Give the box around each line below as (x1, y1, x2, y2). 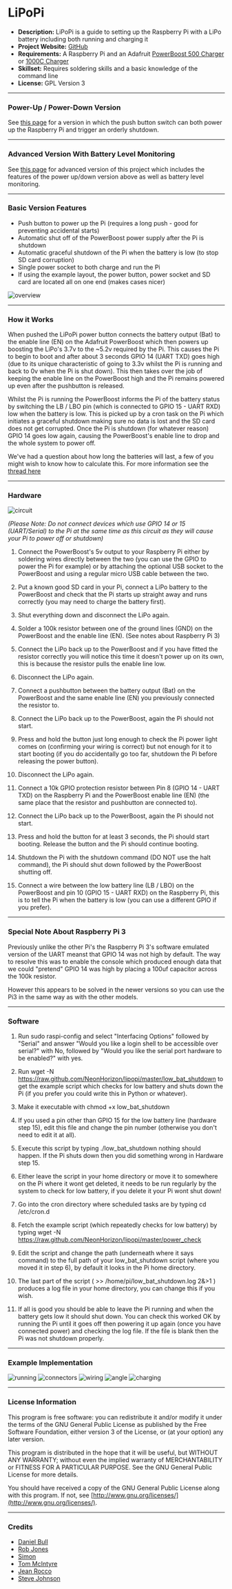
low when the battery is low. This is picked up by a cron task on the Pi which (8, 410, 224, 418)
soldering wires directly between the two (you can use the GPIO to (17, 555, 207, 563)
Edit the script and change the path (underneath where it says (17, 1249, 194, 1257)
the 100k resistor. (8, 972, 57, 980)
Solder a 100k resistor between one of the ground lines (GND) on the (17, 624, 213, 632)
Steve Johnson (17, 1574, 61, 1582)
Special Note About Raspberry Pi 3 (8, 927, 126, 937)
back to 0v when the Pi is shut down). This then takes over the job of (8, 367, 203, 375)
